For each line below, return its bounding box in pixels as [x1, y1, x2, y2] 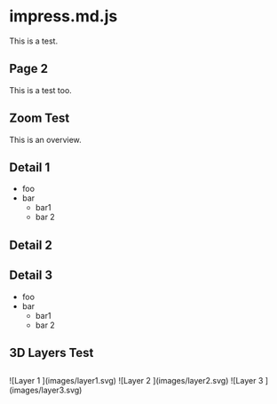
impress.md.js [9, 6, 118, 27]
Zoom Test [9, 111, 70, 126]
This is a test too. [9, 84, 73, 95]
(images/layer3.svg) [9, 384, 83, 396]
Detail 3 [9, 268, 53, 283]
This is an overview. [9, 134, 82, 145]
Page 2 [9, 61, 49, 76]
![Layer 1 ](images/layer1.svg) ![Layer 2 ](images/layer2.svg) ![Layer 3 [9, 376, 264, 386]
